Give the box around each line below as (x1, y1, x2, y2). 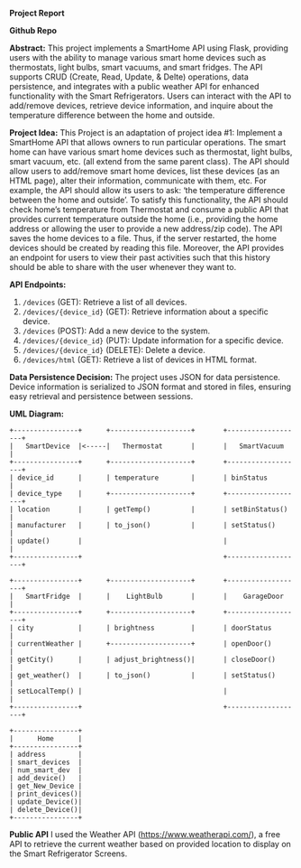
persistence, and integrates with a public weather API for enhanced (9, 81, 260, 91)
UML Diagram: (9, 408, 65, 419)
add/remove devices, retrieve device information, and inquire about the (9, 100, 273, 111)
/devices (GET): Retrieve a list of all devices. (22, 297, 187, 307)
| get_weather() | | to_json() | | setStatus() (9, 671, 277, 680)
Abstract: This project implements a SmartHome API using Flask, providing (9, 42, 288, 53)
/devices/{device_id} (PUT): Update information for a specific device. (22, 335, 284, 346)
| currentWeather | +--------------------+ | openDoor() (9, 639, 272, 649)
